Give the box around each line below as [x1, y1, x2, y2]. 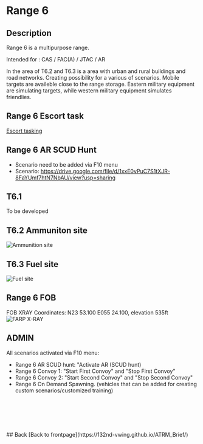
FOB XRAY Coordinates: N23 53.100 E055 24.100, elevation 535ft [6, 308, 168, 316]
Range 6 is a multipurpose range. [6, 44, 89, 51]
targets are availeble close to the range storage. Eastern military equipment [6, 80, 195, 88]
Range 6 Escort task [6, 111, 84, 122]
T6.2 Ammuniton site [6, 225, 88, 235]
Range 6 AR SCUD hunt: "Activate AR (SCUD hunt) [15, 361, 142, 368]
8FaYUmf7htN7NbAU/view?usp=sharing [15, 174, 116, 181]
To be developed [6, 207, 49, 215]
